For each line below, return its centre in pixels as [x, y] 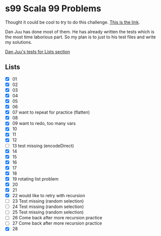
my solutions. [19, 42]
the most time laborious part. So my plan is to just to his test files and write [80, 37]
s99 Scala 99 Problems [53, 9]
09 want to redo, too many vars [44, 123]
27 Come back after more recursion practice [57, 223]
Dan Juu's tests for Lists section [38, 52]
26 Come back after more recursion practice [57, 218]
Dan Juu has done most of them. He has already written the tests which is [80, 31]
